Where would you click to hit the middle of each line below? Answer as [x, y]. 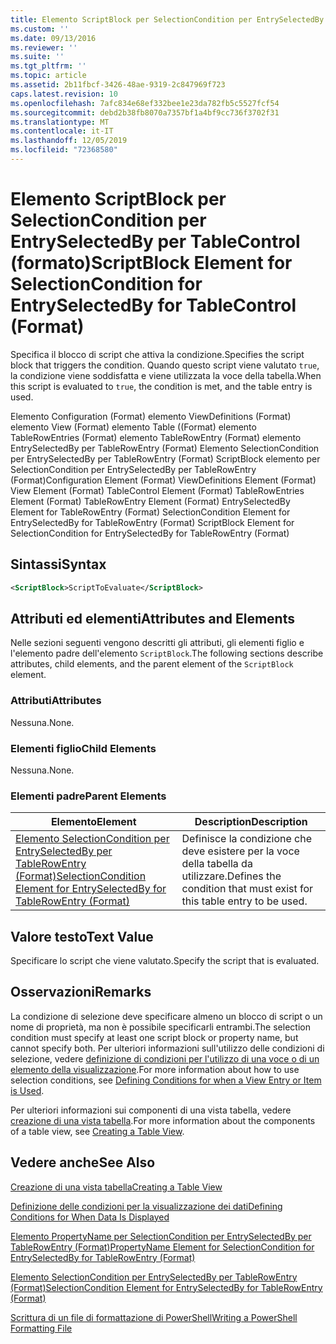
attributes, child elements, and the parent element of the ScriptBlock [152, 664]
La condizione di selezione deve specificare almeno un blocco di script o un [166, 1016]
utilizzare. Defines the [231, 876]
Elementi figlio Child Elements [83, 748]
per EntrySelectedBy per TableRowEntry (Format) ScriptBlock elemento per [165, 458]
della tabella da [217, 864]
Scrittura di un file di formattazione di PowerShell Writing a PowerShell [154, 1317]
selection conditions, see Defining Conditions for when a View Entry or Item [166, 1080]
